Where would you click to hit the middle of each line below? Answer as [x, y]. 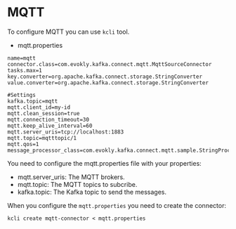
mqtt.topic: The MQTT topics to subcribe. [77, 184]
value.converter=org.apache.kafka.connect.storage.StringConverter [108, 83]
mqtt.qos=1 [23, 144]
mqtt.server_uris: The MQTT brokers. [71, 177]
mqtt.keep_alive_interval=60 [50, 126]
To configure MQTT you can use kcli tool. [68, 32]
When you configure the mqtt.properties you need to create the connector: [117, 205]
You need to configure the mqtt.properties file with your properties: [104, 163]
